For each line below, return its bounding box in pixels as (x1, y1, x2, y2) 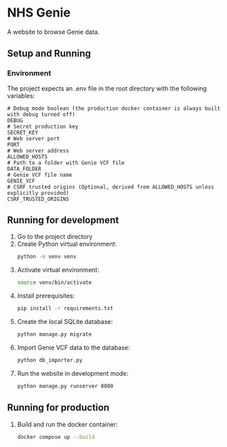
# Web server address (7, 147, 70, 154)
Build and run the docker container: (17, 420, 118, 428)
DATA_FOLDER (7, 165, 41, 172)
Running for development (7, 214, 119, 226)
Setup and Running (7, 48, 91, 59)
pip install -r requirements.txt (17, 305, 114, 312)
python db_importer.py (17, 356, 83, 363)
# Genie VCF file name (7, 171, 72, 178)
